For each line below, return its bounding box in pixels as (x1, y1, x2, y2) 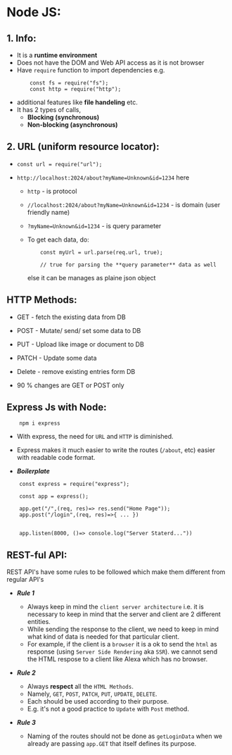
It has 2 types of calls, (16, 106, 82, 113)
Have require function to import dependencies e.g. (16, 66, 165, 74)
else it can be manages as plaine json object (27, 273, 156, 282)
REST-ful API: (6, 549, 67, 561)
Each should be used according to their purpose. (27, 697, 169, 706)
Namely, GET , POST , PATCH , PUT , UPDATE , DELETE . (27, 690, 157, 698)
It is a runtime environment (16, 51, 98, 59)
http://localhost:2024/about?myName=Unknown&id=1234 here (16, 173, 190, 182)
